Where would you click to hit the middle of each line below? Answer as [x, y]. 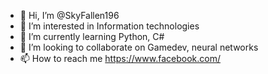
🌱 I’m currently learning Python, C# [92, 36]
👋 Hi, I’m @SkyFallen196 [69, 15]
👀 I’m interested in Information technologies [109, 26]
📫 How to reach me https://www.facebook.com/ [120, 58]
